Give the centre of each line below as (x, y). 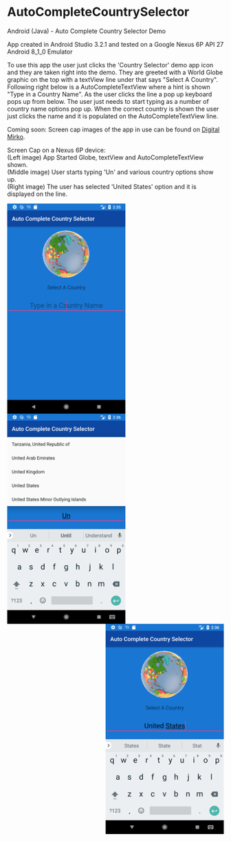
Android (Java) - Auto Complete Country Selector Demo (87, 31)
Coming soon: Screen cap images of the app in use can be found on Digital (113, 129)
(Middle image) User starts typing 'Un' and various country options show (110, 172)
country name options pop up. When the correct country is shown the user (113, 109)
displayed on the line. (37, 194)
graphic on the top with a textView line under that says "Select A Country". (113, 79)
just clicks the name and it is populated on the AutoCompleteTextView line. (113, 116)
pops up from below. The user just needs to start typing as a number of (108, 101)
